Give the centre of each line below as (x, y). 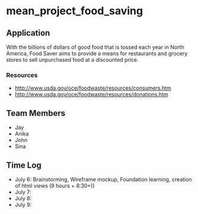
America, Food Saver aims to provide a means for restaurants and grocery (97, 53)
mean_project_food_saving (75, 11)
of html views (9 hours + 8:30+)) (55, 185)
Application (28, 33)
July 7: (23, 192)
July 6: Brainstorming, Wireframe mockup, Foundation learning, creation (103, 179)
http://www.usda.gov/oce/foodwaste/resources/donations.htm (91, 95)
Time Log (24, 165)
